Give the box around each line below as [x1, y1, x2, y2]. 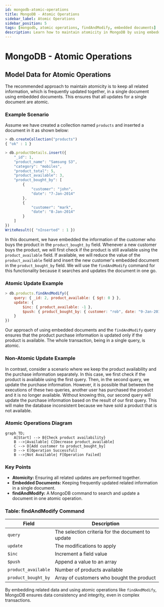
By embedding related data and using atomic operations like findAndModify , [5, 587, 157, 593]
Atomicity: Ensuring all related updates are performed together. [12, 475, 141, 481]
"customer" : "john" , [31, 187, 73, 192]
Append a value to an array [55, 559, 117, 565]
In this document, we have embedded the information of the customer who [5, 236, 156, 242]
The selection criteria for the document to [55, 529, 150, 536]
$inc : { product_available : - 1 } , [22, 304, 93, 310]
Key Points [5, 463, 31, 470]
